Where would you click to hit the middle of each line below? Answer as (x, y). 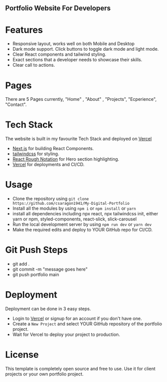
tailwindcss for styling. (36, 154)
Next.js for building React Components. (53, 149)
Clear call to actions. (34, 65)
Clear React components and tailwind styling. (59, 54)
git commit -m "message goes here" (50, 269)
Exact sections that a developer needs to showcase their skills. (77, 60)
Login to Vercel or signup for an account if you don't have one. (77, 319)
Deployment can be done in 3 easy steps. (48, 309)
